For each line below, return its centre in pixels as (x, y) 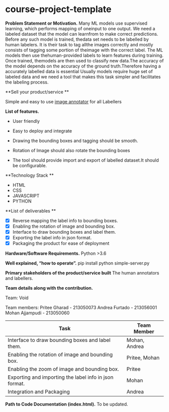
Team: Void (17, 298)
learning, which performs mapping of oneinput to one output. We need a (80, 28)
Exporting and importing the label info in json (61, 377)
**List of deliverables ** (31, 211)
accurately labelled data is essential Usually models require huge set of (79, 71)
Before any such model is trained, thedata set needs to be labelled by (77, 39)
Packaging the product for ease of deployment (61, 243)
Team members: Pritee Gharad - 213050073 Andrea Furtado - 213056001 (81, 308)
